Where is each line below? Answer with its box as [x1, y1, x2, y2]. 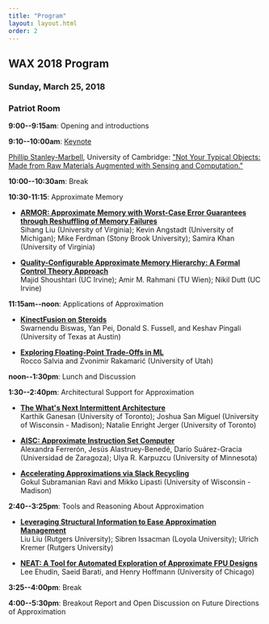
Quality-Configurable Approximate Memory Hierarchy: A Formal [19, 258, 241, 267]
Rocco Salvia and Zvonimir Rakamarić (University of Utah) [19, 356, 214, 366]
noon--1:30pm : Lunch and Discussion [8, 371, 136, 381]
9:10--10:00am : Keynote [8, 136, 92, 146]
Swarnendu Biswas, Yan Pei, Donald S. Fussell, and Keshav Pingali [19, 323, 242, 333]
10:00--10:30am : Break [8, 176, 89, 186]
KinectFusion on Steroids [19, 314, 107, 324]
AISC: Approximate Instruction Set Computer [19, 435, 175, 445]
